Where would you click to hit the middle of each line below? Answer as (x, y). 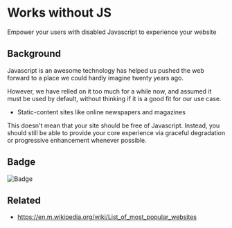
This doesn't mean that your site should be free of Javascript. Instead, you (114, 125)
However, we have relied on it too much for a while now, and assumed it (109, 91)
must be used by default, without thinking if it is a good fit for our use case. (114, 98)
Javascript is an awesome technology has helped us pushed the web (106, 70)
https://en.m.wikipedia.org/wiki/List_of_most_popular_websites (107, 217)
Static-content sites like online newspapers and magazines (101, 112)
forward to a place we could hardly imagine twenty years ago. (95, 78)
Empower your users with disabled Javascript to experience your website (112, 32)
